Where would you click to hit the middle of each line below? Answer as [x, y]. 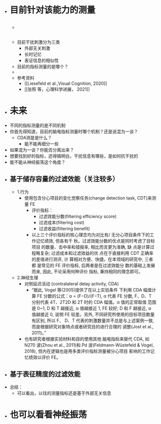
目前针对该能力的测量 [52, 10]
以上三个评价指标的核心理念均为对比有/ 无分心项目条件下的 [91, 235]
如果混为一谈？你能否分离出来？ [42, 150]
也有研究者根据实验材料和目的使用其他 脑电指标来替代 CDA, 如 [87, 339]
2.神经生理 [28, 277]
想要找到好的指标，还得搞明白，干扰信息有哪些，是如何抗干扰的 [74, 156]
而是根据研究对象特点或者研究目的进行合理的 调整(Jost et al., [92, 326]
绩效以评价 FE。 [45, 357]
